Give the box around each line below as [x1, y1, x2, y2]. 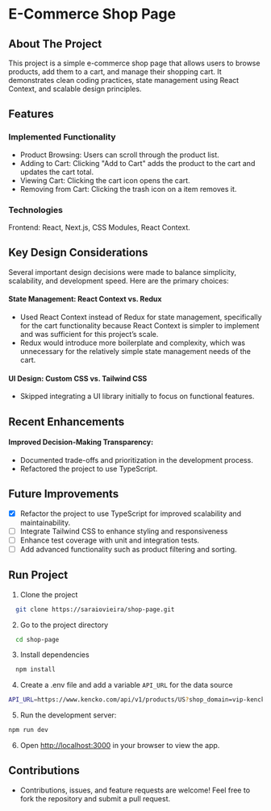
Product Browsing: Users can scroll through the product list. [19, 150, 219, 160]
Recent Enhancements [8, 414, 125, 428]
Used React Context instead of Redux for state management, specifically [19, 312, 262, 322]
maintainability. [19, 518, 71, 527]
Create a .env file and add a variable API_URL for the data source [19, 680, 234, 690]
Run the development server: [19, 710, 117, 720]
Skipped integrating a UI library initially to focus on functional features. [19, 392, 255, 401]
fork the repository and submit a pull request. [19, 793, 171, 803]
